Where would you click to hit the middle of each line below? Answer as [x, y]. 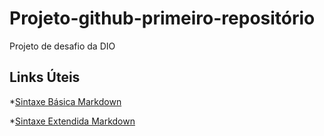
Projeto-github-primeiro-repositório [162, 18]
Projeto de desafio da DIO [62, 46]
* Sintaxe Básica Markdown [65, 101]
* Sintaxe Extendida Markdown [72, 121]
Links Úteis [45, 77]
